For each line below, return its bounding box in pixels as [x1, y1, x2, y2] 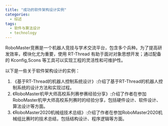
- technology [10, 30, 37, 35]
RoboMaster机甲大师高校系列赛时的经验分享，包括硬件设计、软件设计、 [12, 97, 161, 103]
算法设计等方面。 [12, 103, 48, 109]
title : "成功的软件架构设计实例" [5, 7, 67, 12]
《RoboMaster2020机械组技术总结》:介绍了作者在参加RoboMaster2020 [12, 110, 158, 115]
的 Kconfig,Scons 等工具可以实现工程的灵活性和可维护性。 [5, 57, 126, 63]
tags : [5, 21, 17, 26]
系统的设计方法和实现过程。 [17, 85, 74, 90]
